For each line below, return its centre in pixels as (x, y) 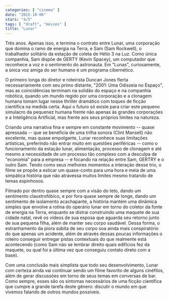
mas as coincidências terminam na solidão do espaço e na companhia (78, 91)
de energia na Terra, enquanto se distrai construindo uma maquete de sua (82, 212)
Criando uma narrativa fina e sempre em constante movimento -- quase (80, 127)
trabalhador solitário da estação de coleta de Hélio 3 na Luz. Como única (81, 54)
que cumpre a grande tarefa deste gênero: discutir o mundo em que (76, 287)
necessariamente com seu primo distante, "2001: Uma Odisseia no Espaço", (84, 85)
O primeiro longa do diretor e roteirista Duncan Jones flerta (67, 80)
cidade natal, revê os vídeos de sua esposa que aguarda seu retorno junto (82, 218)
